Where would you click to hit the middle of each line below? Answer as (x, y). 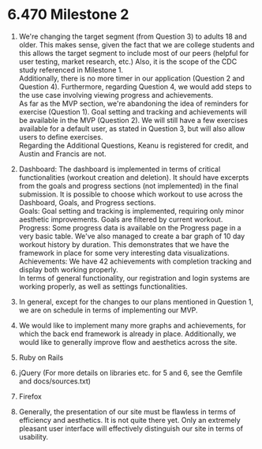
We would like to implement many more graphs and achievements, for (132, 325)
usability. (34, 436)
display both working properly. (69, 269)
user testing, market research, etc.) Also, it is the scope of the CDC (128, 62)
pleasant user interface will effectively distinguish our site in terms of (131, 428)
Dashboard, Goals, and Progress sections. (87, 202)
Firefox (30, 396)
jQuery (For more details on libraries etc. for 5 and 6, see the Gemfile (131, 372)
